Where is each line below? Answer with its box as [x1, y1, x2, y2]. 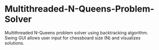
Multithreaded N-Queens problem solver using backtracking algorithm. [4, 30, 149, 35]
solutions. [4, 40, 25, 46]
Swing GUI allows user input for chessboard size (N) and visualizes [4, 35, 141, 41]
